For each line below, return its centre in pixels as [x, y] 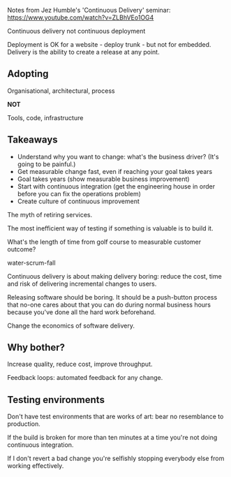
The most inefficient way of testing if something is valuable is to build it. [110, 228]
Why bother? [36, 347]
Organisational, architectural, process [61, 91]
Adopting [28, 74]
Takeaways [32, 140]
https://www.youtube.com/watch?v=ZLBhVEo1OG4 [81, 17]
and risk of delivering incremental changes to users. [82, 284]
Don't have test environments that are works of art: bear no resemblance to [115, 417]
